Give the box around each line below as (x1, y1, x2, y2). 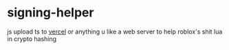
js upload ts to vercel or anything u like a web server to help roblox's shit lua (7, 27, 223, 36)
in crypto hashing (7, 34, 57, 42)
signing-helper (7, 5, 94, 21)
